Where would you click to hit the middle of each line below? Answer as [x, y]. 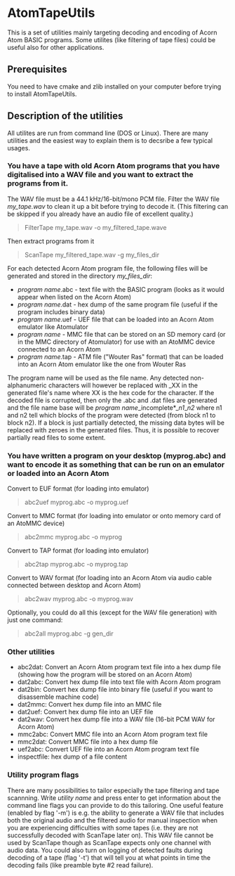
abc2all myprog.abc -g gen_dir [69, 633]
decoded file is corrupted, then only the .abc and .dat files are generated [112, 400]
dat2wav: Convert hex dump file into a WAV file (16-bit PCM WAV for [116, 719]
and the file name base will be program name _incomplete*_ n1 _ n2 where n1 [115, 407]
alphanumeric [27, 385]
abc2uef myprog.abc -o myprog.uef [76, 502]
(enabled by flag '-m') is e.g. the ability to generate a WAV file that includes [116, 813]
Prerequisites [37, 69]
